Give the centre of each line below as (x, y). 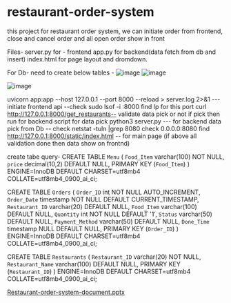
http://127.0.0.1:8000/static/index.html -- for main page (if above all (102, 136)
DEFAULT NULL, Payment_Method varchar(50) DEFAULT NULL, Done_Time (109, 221)
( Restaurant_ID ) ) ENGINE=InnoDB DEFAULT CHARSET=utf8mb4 (99, 271)
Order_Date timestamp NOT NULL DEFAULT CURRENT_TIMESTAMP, (103, 199)
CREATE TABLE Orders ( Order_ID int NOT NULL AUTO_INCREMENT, (104, 192)
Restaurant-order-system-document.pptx (66, 292)
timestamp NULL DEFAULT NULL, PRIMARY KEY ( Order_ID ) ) (93, 228)
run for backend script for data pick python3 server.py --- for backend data (114, 121)
